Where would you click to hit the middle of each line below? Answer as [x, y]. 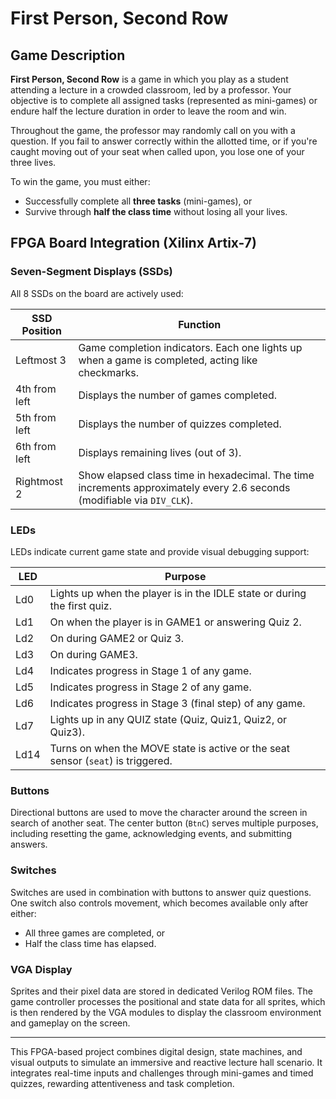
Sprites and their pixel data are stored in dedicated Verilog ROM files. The [162, 991]
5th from [36, 417]
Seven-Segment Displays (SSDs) [91, 272]
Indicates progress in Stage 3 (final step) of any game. [177, 703]
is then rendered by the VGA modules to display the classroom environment [166, 1012]
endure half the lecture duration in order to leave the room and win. [148, 111]
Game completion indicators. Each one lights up [190, 347]
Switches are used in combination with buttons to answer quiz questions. [161, 892]
